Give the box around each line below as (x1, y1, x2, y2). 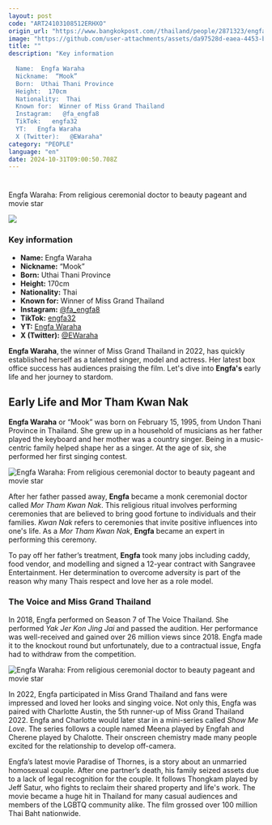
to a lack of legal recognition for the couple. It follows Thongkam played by (8, 774, 258, 784)
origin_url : (8, 27, 49, 35)
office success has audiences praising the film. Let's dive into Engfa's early (8, 363, 261, 373)
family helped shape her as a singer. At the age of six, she (33, 443, 227, 453)
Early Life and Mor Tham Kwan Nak (8, 395, 189, 410)
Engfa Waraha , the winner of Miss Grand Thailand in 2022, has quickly (8, 346, 245, 355)
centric (8, 443, 32, 453)
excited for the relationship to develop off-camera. (8, 741, 176, 750)
